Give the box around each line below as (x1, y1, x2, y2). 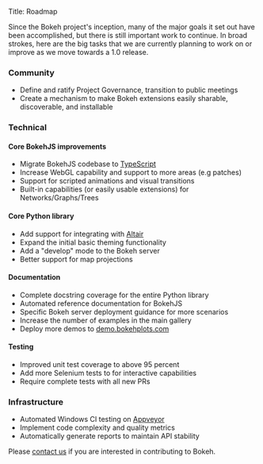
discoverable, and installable (19, 102, 113, 112)
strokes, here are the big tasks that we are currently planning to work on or (8, 39, 253, 48)
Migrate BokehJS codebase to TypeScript (19, 159, 157, 169)
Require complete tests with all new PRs (19, 377, 151, 386)
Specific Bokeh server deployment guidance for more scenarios (19, 307, 229, 316)
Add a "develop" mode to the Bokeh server (19, 246, 160, 255)
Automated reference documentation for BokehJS (19, 298, 183, 308)
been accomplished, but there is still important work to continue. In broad (8, 31, 248, 40)
